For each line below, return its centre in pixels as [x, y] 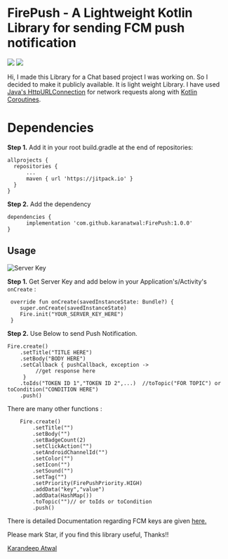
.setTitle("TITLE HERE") [56, 352]
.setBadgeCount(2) [59, 440]
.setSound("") [53, 471]
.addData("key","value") [69, 489]
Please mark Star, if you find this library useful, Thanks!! [88, 534]
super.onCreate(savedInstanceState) [74, 308]
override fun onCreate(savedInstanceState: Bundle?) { [92, 302]
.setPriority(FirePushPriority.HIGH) [87, 483]
